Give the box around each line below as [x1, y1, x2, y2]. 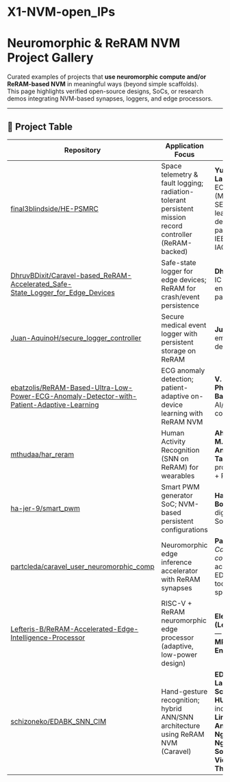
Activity [161, 436, 186, 446]
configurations [161, 525, 208, 534]
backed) [161, 247, 188, 256]
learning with [161, 408, 203, 418]
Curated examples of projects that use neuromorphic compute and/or [7, 73, 207, 81]
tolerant [161, 195, 186, 205]
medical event [161, 320, 207, 329]
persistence [161, 301, 200, 310]
